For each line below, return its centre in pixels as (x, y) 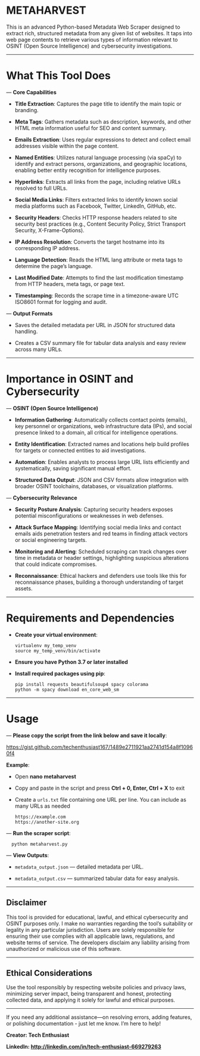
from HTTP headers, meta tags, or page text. (70, 284)
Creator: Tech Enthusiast (38, 1035)
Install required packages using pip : (60, 673)
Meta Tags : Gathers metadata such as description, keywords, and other (103, 121)
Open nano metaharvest (45, 776)
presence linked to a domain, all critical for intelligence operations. (96, 432)
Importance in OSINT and (70, 379)
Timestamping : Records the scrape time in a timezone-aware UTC (96, 295)
